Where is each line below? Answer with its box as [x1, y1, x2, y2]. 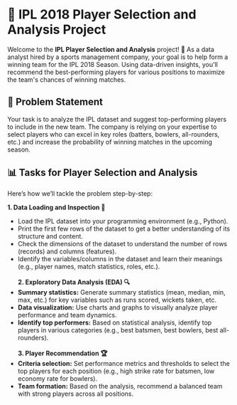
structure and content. [17, 231, 84, 241]
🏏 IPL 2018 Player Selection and [7, 6, 197, 23]
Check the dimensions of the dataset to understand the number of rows [17, 239, 228, 248]
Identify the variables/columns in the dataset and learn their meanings [17, 254, 223, 263]
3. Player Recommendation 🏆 [17, 349, 108, 357]
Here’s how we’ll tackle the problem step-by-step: [7, 189, 153, 198]
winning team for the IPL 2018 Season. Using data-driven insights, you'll [7, 60, 219, 68]
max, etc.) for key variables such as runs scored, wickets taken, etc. [17, 295, 217, 304]
